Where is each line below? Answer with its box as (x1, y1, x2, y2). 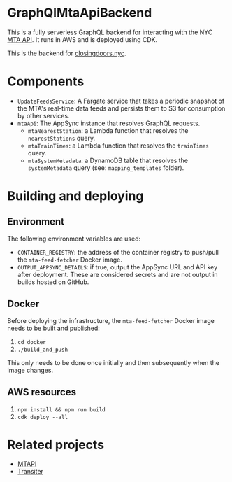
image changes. (7, 366, 54, 374)
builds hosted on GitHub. (17, 278, 89, 286)
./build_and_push (17, 346, 68, 353)
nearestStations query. (27, 134, 96, 142)
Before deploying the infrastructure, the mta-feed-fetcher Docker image (7, 316, 215, 325)
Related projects (7, 437, 105, 453)
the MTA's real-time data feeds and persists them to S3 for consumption (17, 104, 226, 113)
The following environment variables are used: (7, 234, 141, 243)
